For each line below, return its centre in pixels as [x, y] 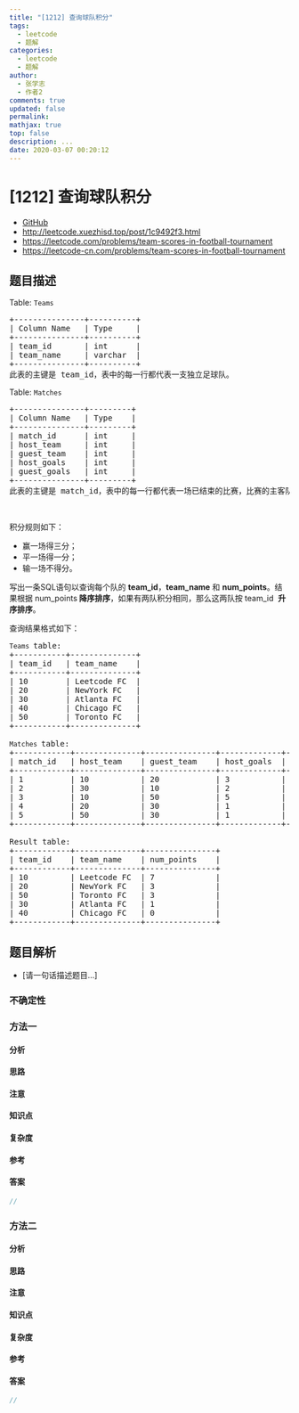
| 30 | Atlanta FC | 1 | [115, 904]
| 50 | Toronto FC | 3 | [115, 895]
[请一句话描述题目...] [60, 976]
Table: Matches [36, 392]
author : [24, 76]
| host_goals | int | [73, 463]
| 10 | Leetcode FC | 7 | [115, 878]
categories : [31, 51]
